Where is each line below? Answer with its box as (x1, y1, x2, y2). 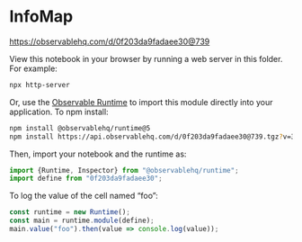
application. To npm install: (9, 106, 110, 117)
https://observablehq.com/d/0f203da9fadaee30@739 (9, 36, 210, 47)
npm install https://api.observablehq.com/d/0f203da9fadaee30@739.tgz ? (9, 132, 283, 141)
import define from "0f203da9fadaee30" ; (9, 174, 164, 184)
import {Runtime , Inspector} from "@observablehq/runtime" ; (9, 166, 240, 175)
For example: (9, 63, 58, 74)
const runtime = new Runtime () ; (9, 208, 130, 217)
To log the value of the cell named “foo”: (9, 191, 159, 202)
